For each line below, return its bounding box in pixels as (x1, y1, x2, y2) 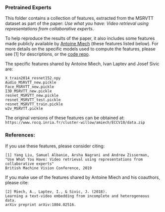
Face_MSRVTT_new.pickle (5, 84, 55, 89)
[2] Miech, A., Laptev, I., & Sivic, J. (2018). (5, 189, 108, 194)
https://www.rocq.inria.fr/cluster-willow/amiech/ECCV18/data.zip (5, 120, 145, 125)
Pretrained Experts (5, 4, 52, 11)
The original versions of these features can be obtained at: (5, 115, 125, 121)
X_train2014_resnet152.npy (5, 76, 61, 81)
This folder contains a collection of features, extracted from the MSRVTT (5, 15, 154, 21)
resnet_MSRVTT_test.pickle (5, 97, 61, 103)
